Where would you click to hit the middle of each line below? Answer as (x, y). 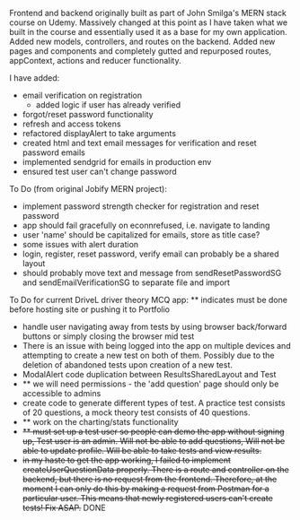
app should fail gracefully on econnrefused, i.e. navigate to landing (146, 225)
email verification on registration (82, 95)
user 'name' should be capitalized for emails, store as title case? (141, 235)
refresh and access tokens (71, 124)
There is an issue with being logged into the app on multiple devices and (156, 346)
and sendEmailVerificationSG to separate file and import (126, 282)
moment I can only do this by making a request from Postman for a (146, 489)
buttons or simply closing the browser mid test (108, 336)
